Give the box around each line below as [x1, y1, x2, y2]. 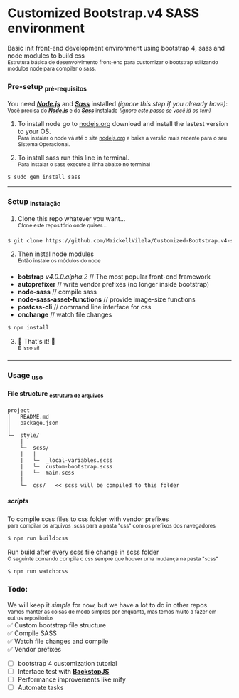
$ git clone [7, 237, 43, 244]
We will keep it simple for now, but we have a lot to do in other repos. [7, 600, 209, 609]
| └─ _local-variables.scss [20, 456, 113, 464]
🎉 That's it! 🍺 [17, 337, 55, 345]
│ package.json [7, 419, 59, 426]
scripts [7, 497, 29, 505]
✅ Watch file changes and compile [7, 637, 109, 645]
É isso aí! [17, 344, 41, 351]
